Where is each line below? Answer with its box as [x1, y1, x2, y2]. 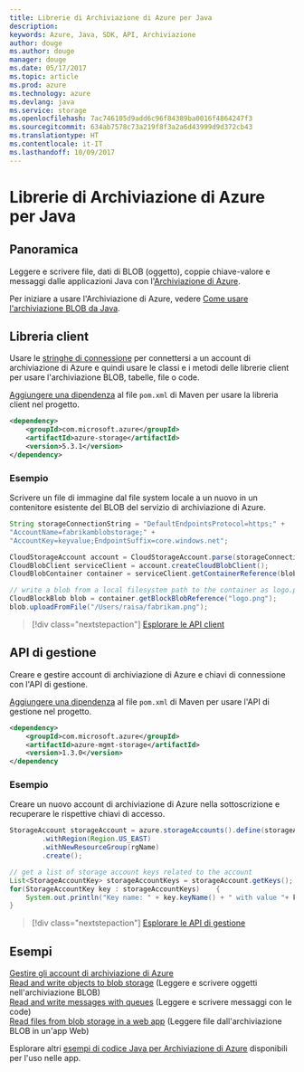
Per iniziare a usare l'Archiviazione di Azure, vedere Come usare [9, 293, 249, 304]
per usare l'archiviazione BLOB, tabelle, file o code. [9, 372, 200, 383]
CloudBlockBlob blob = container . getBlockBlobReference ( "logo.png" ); [9, 594, 278, 603]
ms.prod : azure [9, 81, 67, 90]
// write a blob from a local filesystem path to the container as [9, 585, 270, 595]
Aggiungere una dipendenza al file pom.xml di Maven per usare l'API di [9, 696, 270, 707]
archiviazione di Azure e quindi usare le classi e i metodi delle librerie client [9, 363, 290, 374]
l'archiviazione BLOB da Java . [9, 302, 120, 313]
